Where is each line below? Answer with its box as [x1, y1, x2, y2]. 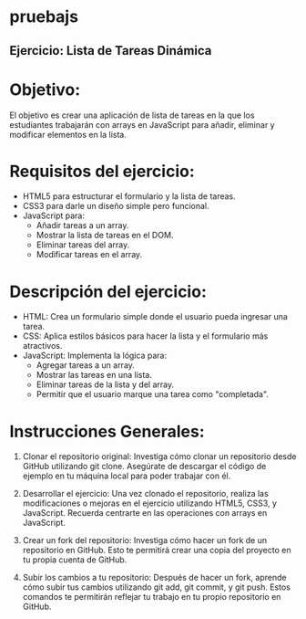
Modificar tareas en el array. [36, 249, 143, 260]
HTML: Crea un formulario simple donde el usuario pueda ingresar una [22, 311, 289, 322]
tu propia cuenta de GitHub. [22, 554, 127, 565]
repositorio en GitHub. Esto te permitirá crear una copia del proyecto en [22, 545, 291, 556]
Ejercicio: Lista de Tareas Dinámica [9, 43, 212, 58]
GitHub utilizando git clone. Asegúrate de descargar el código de [22, 461, 267, 472]
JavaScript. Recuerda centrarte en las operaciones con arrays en [22, 508, 268, 519]
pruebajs [9, 6, 79, 27]
